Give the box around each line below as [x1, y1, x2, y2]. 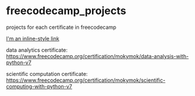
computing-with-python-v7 [6, 82, 72, 90]
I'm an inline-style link [6, 35, 60, 42]
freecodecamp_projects [6, 4, 127, 18]
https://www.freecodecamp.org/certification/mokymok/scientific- [6, 77, 166, 84]
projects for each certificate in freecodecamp [6, 24, 117, 31]
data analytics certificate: [6, 46, 68, 54]
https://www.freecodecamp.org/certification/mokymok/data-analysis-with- [6, 52, 189, 59]
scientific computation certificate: [6, 70, 88, 77]
